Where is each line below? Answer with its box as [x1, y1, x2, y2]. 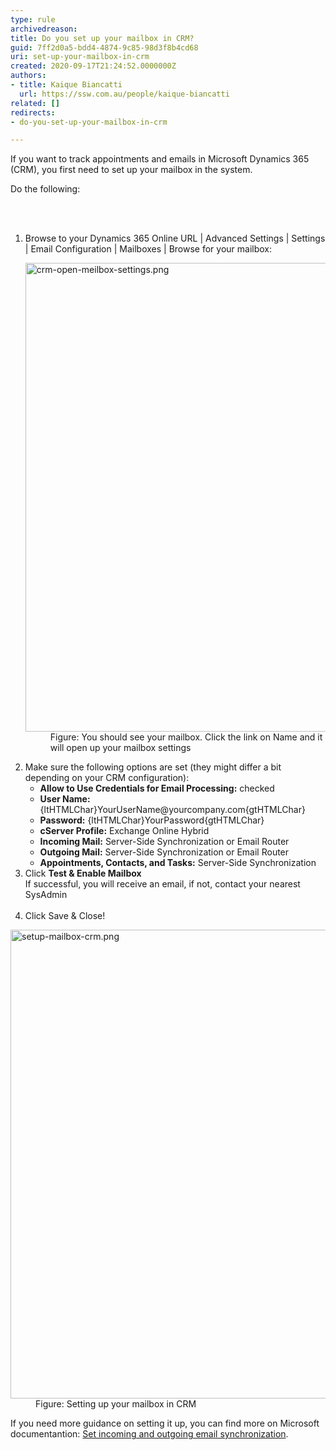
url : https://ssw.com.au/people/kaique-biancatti [19, 89, 230, 99]
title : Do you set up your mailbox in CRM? [10, 33, 195, 43]
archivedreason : [10, 24, 78, 34]
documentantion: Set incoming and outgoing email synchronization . [10, 1428, 289, 1440]
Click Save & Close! [24, 910, 106, 922]
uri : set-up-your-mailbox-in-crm [10, 52, 150, 62]
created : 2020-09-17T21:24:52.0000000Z [10, 61, 177, 71]
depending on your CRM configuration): [24, 772, 190, 784]
